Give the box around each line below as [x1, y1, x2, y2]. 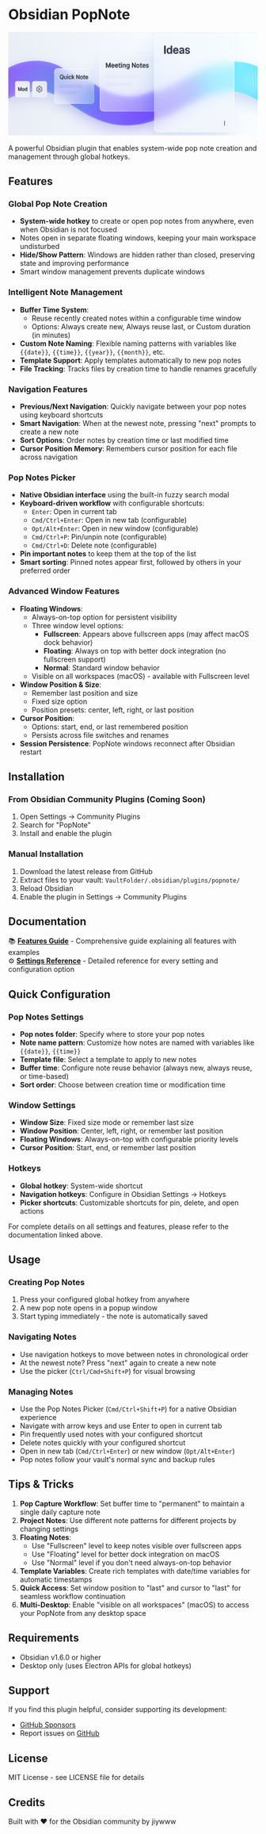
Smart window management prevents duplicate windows [19, 267, 206, 277]
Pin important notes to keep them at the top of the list [19, 549, 196, 558]
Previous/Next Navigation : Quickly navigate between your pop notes [19, 401, 247, 411]
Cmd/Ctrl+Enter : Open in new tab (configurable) [31, 516, 188, 525]
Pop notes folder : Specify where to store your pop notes [19, 1030, 205, 1038]
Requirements [8, 1632, 79, 1645]
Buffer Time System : [19, 305, 89, 314]
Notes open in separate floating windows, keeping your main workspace [19, 233, 256, 243]
